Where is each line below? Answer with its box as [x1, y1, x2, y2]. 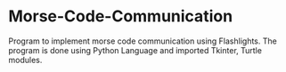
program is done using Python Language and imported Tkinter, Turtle [8, 44, 262, 55]
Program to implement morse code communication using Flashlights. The [8, 36, 277, 46]
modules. [8, 54, 43, 65]
